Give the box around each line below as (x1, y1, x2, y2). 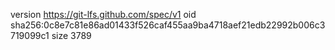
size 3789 (51, 30, 92, 41)
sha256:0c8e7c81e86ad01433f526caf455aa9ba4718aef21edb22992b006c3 (10, 19, 326, 31)
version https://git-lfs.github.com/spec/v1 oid (10, 9, 197, 20)
